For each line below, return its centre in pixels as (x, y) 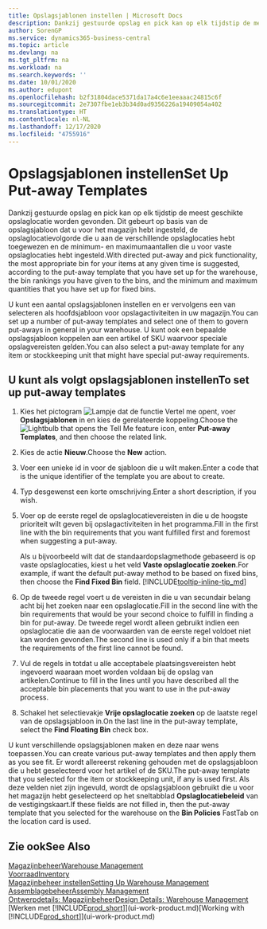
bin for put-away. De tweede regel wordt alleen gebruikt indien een (130, 623)
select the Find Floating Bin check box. (84, 730)
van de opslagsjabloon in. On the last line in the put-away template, (129, 721)
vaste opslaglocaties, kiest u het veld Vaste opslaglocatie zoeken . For (134, 565)
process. (34, 697)
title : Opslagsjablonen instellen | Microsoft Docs (95, 16)
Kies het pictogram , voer (128, 412)
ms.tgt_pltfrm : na (39, 61)
